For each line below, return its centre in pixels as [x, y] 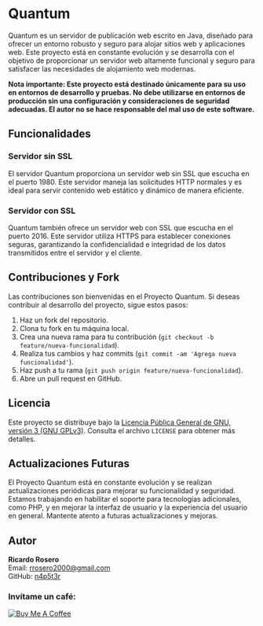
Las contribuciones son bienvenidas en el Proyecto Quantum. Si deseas [124, 296]
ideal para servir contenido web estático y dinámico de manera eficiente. [126, 190]
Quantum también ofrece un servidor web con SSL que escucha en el [121, 227]
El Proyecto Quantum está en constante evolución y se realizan [110, 482]
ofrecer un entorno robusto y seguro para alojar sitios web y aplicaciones [127, 43]
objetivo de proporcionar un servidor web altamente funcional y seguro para [131, 61]
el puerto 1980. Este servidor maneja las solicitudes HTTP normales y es [125, 182]
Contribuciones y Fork [64, 277]
